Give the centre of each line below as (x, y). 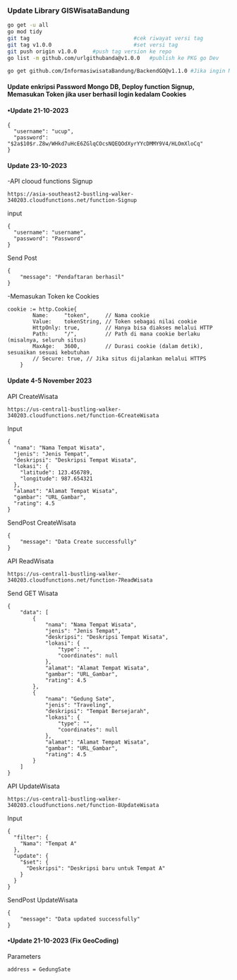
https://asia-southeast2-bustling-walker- (71, 194)
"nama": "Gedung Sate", (80, 699)
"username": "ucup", (44, 132)
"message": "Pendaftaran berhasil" (72, 277)
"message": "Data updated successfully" (80, 919)
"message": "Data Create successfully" (79, 542)
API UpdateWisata (34, 786)
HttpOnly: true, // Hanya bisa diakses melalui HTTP (123, 328)
